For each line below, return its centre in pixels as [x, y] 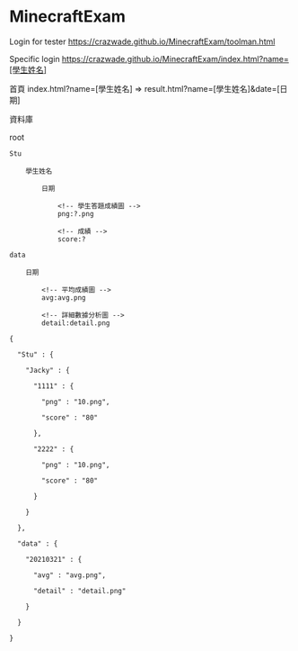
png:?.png [75, 213]
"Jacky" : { [48, 370]
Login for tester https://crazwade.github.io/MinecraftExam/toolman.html [142, 41]
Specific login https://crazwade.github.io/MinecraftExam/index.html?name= [149, 59]
